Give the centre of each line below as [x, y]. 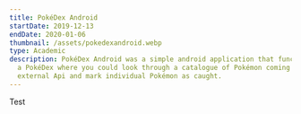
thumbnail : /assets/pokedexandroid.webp [86, 43]
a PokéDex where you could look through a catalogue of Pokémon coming [154, 68]
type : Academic [38, 51]
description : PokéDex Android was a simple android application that [142, 59]
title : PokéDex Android [54, 18]
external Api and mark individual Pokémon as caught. [120, 76]
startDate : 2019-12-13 [52, 26]
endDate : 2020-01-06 [48, 34]
